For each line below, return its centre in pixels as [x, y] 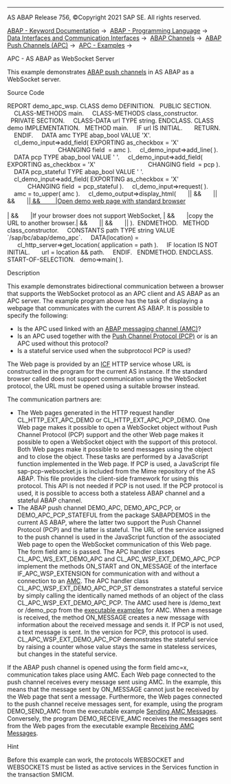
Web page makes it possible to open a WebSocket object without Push [117, 427]
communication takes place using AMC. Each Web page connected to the [111, 675]
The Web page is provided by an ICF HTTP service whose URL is [99, 364]
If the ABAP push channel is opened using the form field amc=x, [98, 667]
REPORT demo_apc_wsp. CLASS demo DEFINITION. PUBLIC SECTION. [109, 106]
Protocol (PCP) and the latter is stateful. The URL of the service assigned [120, 530]
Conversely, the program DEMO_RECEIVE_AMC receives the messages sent [115, 719]
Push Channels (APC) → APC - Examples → [70, 45]
